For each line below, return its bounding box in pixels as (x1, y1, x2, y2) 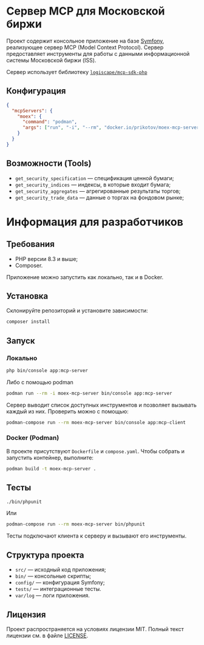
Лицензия (6, 609, 46, 620)
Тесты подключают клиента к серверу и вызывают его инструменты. (6, 532, 187, 539)
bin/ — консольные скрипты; (15, 572, 91, 580)
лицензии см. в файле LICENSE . (6, 632, 89, 639)
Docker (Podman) (6, 434, 59, 442)
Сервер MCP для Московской (6, 4, 165, 18)
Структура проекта (6, 550, 84, 560)
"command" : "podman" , (22, 119, 78, 125)
